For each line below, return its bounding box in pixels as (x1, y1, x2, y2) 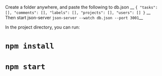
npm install (5, 41, 55, 51)
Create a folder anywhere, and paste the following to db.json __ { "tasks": (5, 4, 158, 10)
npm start (5, 62, 46, 72)
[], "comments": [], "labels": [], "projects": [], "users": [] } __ (5, 9, 151, 15)
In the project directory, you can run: (5, 24, 80, 30)
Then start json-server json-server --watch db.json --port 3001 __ (5, 15, 143, 20)
